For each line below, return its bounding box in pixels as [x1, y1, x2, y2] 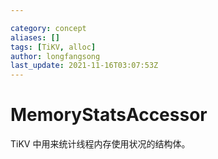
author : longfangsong [10, 51, 101, 61]
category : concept [10, 23, 87, 33]
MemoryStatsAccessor [10, 104, 208, 126]
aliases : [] [10, 32, 60, 43]
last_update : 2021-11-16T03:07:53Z [10, 61, 159, 71]
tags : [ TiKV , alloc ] [10, 42, 97, 52]
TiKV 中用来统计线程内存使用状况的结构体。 [10, 138, 191, 150]
